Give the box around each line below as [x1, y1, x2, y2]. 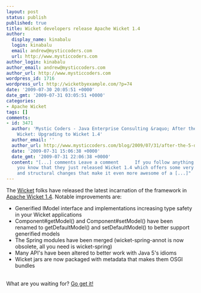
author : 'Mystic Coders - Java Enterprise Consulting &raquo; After [11, 126, 186, 132]
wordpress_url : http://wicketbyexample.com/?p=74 [6, 81, 133, 87]
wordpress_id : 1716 [6, 75, 55, 81]
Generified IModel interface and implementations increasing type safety [14, 205, 193, 212]
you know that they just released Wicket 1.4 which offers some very [17, 165, 194, 171]
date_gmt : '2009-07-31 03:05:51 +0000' [6, 92, 106, 98]
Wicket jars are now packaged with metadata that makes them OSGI [14, 256, 183, 262]
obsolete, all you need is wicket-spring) [14, 243, 112, 250]
